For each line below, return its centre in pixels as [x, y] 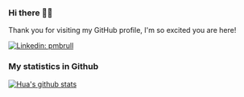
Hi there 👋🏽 [31, 13]
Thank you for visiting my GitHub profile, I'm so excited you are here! [122, 30]
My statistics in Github [54, 67]
